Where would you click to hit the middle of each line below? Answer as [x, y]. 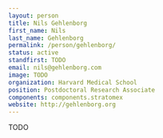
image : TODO [28, 75]
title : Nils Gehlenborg [48, 23]
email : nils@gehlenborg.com [55, 68]
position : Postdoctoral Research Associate [82, 90]
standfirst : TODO [37, 61]
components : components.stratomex [66, 97]
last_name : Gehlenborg [46, 38]
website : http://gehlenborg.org [62, 104]
